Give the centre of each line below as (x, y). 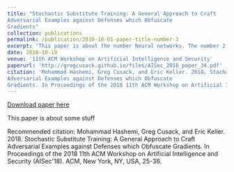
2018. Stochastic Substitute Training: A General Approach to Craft (101, 139)
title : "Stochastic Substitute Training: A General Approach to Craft (112, 14)
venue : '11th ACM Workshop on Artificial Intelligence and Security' (110, 59)
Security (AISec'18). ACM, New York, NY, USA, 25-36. (85, 162)
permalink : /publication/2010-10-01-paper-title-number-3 (93, 40)
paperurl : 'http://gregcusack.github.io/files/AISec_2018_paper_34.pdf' (115, 65)
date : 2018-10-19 (32, 53)
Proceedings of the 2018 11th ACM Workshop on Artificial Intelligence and (113, 154)
